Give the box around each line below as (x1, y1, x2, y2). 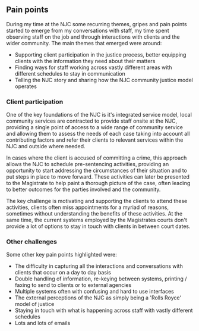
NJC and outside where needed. (6, 143, 86, 150)
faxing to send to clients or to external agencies (14, 282, 132, 289)
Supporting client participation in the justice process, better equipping (14, 51, 187, 58)
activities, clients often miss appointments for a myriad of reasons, (6, 204, 169, 211)
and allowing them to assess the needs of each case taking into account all (6, 130, 190, 138)
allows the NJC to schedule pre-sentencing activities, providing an (6, 161, 169, 168)
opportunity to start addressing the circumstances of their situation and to (6, 167, 187, 174)
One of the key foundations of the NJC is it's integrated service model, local (6, 111, 192, 118)
